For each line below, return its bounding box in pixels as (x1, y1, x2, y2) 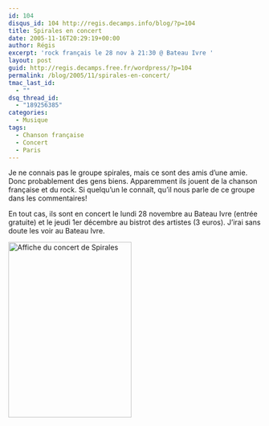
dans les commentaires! (8, 193, 88, 203)
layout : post (8, 57, 52, 65)
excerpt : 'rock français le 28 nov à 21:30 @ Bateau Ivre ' (8, 49, 214, 57)
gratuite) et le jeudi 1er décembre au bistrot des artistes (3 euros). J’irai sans (8, 217, 261, 227)
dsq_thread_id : (8, 94, 59, 102)
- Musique (15, 116, 48, 124)
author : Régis (8, 42, 56, 50)
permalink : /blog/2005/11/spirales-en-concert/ (8, 71, 171, 79)
